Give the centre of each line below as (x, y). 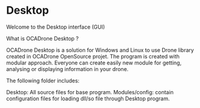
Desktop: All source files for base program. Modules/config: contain (90, 92)
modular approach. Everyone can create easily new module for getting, (94, 63)
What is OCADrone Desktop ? (43, 38)
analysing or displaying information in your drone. (67, 69)
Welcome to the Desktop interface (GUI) (56, 27)
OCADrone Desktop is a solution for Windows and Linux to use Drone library (100, 50)
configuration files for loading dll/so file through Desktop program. (88, 98)
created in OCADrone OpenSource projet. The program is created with (93, 56)
